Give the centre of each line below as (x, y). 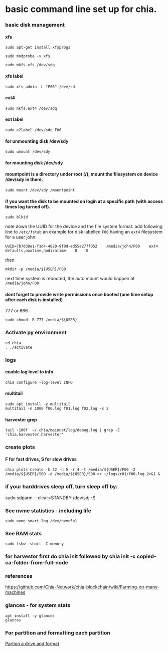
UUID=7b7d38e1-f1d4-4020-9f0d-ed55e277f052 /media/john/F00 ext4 (81, 247)
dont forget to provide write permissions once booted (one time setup (79, 294)
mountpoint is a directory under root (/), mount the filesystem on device (81, 174)
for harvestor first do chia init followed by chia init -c (70, 556)
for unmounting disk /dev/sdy (37, 141)
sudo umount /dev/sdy (28, 152)
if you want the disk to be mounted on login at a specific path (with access (84, 201)
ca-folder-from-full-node (37, 563)
